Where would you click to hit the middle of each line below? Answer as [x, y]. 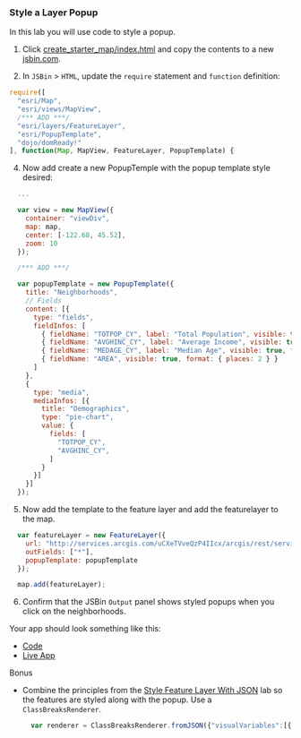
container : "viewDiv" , [68, 219]
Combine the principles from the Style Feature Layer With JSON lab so [152, 691]
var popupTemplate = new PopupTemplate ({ [96, 284]
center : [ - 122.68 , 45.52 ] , [76, 235]
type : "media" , [61, 392]
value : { [58, 426]
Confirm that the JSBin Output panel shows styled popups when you [148, 602]
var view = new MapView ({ [66, 210]
